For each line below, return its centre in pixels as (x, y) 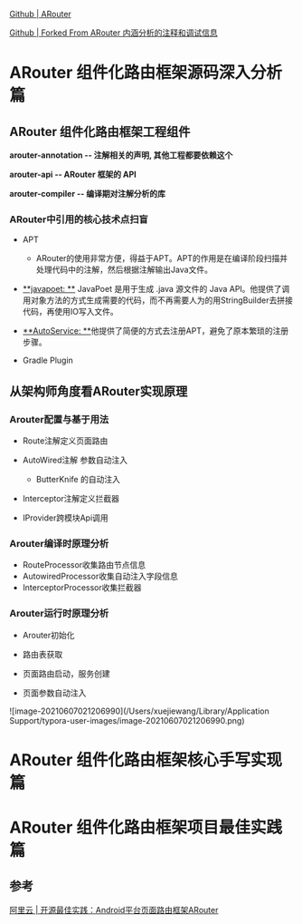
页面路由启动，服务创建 (66, 673)
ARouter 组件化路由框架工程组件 (100, 131)
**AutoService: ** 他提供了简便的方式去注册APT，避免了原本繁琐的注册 (156, 331)
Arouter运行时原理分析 (59, 614)
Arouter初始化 (48, 635)
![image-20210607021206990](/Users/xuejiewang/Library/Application (139, 711)
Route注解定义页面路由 (65, 441)
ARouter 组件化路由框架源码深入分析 (146, 73)
